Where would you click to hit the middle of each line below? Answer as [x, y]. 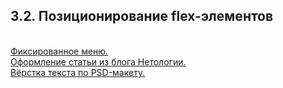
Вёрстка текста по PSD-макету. [78, 72]
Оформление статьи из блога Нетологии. [98, 61]
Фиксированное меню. [59, 51]
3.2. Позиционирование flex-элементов [142, 16]
